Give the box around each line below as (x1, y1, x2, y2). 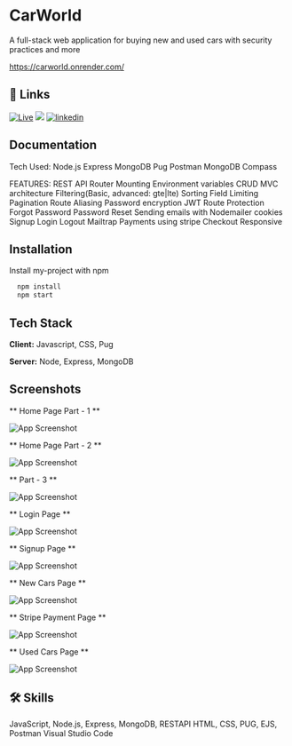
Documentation (9, 138, 98, 153)
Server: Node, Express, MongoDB (9, 356, 135, 367)
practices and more (9, 44, 81, 54)
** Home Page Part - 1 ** (9, 405, 100, 416)
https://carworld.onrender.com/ (9, 61, 124, 72)
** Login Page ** (9, 508, 71, 520)
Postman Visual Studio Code (9, 727, 114, 738)
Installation (9, 242, 73, 257)
